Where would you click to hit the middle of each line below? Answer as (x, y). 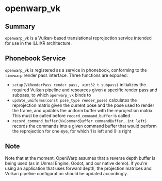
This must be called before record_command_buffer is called (71, 115)
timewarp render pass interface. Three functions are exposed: (66, 75)
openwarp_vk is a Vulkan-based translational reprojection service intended (78, 38)
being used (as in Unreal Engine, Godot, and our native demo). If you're (76, 163)
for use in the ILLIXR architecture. (38, 43)
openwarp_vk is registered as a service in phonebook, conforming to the (76, 70)
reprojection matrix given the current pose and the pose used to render (83, 105)
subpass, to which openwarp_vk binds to (51, 95)
